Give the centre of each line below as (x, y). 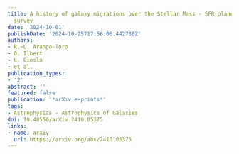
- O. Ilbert (25, 54)
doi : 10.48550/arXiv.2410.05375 (55, 119)
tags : (15, 106)
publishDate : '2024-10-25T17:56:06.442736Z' (74, 34)
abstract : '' (27, 87)
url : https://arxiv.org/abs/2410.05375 (73, 139)
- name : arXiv (28, 133)
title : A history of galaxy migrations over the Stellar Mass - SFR (111, 14)
